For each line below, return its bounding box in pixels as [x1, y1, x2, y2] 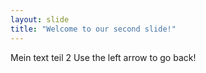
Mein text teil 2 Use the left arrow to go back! [10, 51, 197, 63]
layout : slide [10, 14, 70, 25]
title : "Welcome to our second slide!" [10, 24, 177, 34]
